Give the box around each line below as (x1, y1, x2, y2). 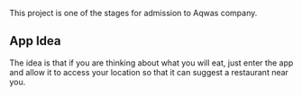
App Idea (9, 33, 61, 48)
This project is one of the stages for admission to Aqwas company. (9, 8, 258, 18)
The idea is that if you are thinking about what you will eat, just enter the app (9, 57, 294, 68)
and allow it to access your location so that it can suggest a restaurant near (9, 66, 288, 77)
